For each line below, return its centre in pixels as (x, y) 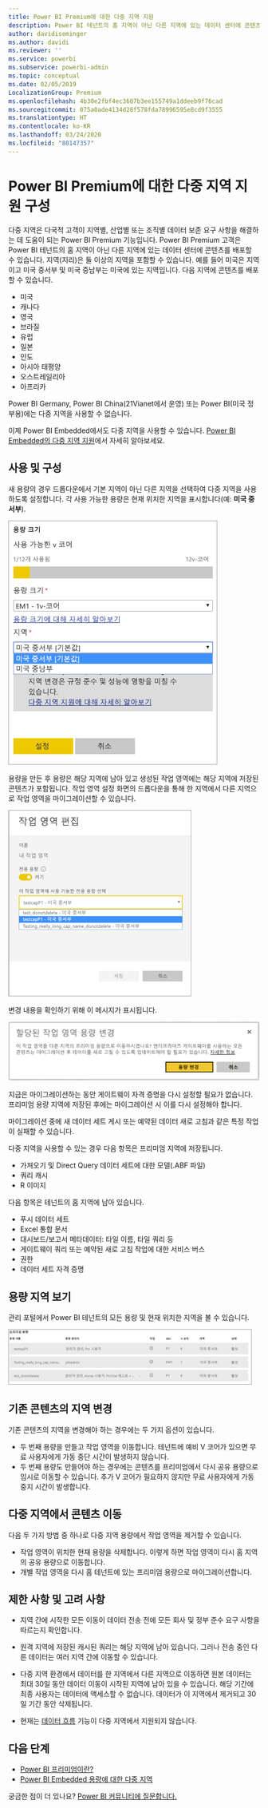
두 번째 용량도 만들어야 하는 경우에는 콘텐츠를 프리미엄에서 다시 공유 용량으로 (139, 1466)
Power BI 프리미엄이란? (57, 1770)
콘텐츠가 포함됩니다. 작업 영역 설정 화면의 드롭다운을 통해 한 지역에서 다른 (122, 788)
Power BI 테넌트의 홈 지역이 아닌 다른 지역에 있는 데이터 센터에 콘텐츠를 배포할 (130, 250)
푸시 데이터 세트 (44, 1219)
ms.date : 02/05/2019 (43, 84)
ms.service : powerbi (43, 59)
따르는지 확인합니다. (51, 1630)
